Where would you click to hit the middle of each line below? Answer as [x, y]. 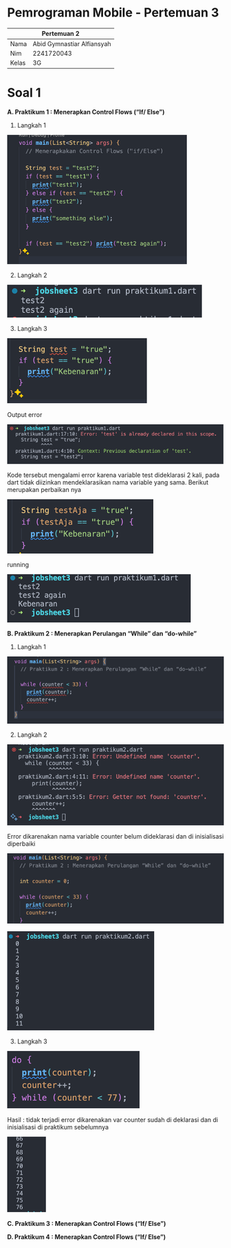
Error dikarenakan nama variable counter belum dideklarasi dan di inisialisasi [115, 837]
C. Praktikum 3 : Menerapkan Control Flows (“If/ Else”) [87, 1223]
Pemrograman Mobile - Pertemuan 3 [113, 13]
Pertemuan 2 [61, 34]
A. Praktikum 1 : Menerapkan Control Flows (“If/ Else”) [86, 112]
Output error [25, 414]
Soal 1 [24, 93]
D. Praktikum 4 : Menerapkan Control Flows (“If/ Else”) [87, 1237]
